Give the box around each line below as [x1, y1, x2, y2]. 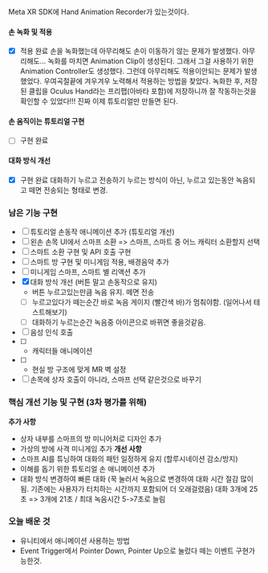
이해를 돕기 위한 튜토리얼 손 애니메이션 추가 [19, 464, 156, 473]
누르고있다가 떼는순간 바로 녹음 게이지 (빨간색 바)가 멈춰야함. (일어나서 [31, 297, 252, 307]
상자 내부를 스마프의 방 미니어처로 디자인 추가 [19, 433, 162, 444]
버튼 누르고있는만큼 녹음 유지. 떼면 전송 [31, 288, 155, 297]
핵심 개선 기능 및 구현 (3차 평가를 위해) [8, 397, 147, 408]
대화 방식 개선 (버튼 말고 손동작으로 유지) [30, 277, 158, 287]
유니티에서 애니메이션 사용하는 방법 [19, 535, 130, 545]
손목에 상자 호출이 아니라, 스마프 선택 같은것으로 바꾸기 [30, 374, 202, 384]
